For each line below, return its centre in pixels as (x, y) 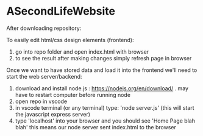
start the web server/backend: (44, 76)
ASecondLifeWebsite (61, 11)
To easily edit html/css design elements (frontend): (70, 40)
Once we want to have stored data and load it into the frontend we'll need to (102, 70)
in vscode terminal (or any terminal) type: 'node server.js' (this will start (105, 107)
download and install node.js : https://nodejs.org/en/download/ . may (102, 88)
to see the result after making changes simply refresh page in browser (103, 58)
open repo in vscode (41, 101)
